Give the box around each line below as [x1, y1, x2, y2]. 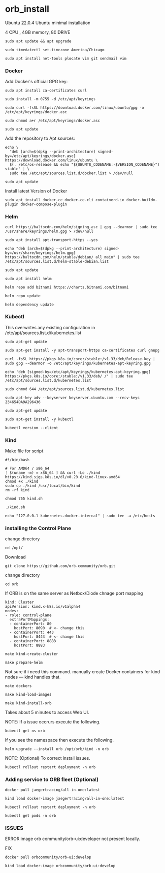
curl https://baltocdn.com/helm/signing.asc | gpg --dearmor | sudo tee [5, 224, 158, 229]
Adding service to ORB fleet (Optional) [5, 776, 99, 783]
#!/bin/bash [5, 458, 30, 463]
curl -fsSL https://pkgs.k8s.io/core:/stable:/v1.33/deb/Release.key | [5, 356, 155, 361]
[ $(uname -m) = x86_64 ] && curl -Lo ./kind [5, 470, 100, 475]
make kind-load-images [5, 692, 52, 697]
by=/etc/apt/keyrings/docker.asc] [5, 154, 76, 158]
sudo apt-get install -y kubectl [5, 417, 74, 422]
